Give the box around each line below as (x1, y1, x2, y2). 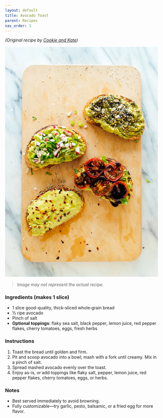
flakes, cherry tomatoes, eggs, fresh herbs (12, 325, 98, 331)
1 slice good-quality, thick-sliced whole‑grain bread (12, 305, 115, 311)
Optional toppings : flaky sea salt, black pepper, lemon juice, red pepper (12, 321, 157, 326)
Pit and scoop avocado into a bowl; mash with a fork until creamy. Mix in (12, 354, 157, 360)
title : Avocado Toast (5, 13, 49, 18)
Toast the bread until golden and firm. (12, 349, 88, 355)
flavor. (12, 408, 25, 414)
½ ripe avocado (12, 310, 44, 316)
